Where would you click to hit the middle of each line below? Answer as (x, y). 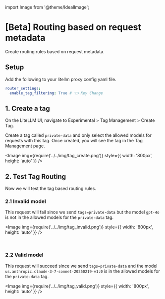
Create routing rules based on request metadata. (55, 51)
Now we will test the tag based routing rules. (51, 189)
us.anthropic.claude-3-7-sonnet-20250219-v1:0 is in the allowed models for (82, 271)
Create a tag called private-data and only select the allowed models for (79, 135)
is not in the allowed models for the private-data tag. (59, 217)
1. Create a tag (28, 108)
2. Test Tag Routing (36, 176)
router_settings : (23, 88)
